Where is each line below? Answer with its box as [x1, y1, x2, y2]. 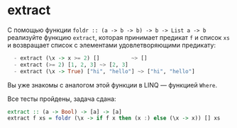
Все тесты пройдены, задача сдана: [7, 95, 116, 103]
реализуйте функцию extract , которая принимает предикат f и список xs [7, 33, 231, 41]
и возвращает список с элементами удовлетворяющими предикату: [7, 41, 216, 49]
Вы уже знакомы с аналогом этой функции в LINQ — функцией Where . [7, 80, 218, 89]
